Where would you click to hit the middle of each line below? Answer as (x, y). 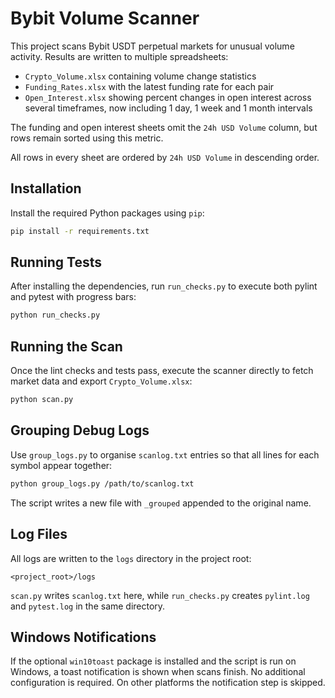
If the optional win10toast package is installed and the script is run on (153, 661)
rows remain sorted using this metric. (87, 138)
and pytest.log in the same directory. (88, 606)
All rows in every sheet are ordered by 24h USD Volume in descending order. (165, 157)
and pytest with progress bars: (73, 297)
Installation (46, 188)
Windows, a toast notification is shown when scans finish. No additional (158, 672)
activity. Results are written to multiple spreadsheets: (119, 56)
